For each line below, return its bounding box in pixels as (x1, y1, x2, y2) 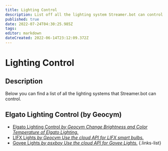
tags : (5, 26, 17, 31)
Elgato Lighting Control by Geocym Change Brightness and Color (12, 124, 148, 130)
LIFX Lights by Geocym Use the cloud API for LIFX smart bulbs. (12, 134, 144, 140)
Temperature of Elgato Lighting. (12, 129, 79, 135)
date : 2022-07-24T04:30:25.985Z (5, 21, 73, 27)
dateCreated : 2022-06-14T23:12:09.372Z (5, 36, 89, 41)
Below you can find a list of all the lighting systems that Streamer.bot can (5, 90, 156, 96)
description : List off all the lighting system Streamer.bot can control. (5, 12, 165, 17)
